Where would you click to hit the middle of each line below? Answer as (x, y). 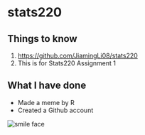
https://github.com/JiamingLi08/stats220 (78, 55)
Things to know (42, 39)
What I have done (47, 86)
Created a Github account (55, 110)
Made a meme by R (46, 102)
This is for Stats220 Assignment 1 (66, 63)
